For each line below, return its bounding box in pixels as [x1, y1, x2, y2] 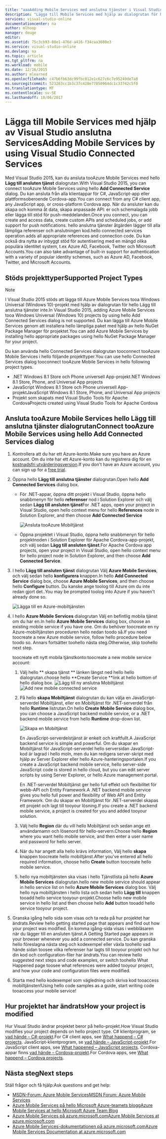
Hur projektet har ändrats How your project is [5, 1002, 146, 1010]
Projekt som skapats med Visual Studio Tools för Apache [12, 395, 128, 401]
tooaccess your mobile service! [12, 988, 77, 994]
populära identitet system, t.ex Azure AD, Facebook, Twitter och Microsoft [5, 244, 156, 250]
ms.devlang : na [5, 49, 37, 54]
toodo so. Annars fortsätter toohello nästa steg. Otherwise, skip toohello [12, 639, 158, 645]
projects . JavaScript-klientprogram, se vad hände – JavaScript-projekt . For [5, 1039, 157, 1045]
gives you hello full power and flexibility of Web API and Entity [19, 792, 146, 798]
